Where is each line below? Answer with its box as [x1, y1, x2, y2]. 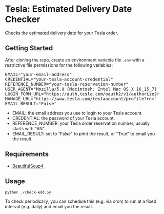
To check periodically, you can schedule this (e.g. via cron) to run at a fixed [5, 198, 157, 204]
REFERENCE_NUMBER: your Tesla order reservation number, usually [12, 120, 150, 126]
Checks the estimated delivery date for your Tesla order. [5, 30, 119, 36]
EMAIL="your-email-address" [5, 72, 72, 77]
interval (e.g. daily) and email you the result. [5, 204, 94, 210]
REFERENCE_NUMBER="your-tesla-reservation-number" [5, 81, 129, 87]
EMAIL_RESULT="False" [5, 101, 57, 106]
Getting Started [5, 44, 53, 52]
